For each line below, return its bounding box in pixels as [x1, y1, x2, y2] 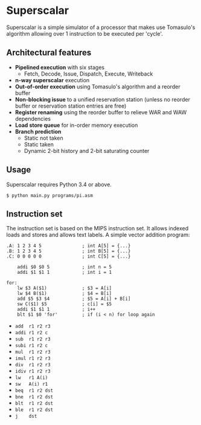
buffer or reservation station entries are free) [14, 102, 127, 109]
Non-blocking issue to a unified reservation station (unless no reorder [14, 96, 190, 103]
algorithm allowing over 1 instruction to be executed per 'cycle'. [6, 30, 163, 37]
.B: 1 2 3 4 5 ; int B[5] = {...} [6, 248, 131, 255]
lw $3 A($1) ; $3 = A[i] [17, 285, 112, 291]
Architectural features [6, 48, 92, 58]
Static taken [24, 140, 54, 148]
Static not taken [24, 134, 63, 141]
